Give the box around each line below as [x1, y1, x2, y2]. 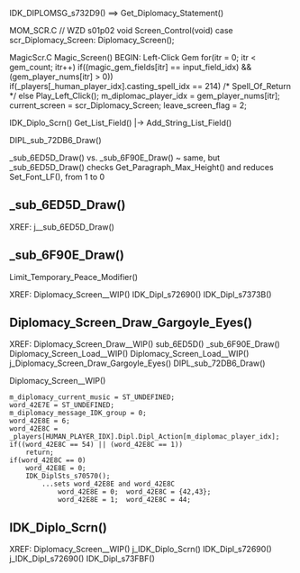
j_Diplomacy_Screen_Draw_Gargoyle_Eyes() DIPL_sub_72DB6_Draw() [9, 358, 266, 368]
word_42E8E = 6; [9, 416, 70, 426]
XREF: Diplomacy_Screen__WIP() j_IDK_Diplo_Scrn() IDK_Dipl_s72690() [9, 544, 272, 555]
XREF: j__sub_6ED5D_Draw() [9, 221, 115, 232]
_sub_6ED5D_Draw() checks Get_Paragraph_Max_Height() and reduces [9, 162, 274, 172]
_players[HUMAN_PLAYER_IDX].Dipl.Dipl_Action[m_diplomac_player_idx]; [9, 432, 280, 441]
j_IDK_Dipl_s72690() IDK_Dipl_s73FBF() [9, 553, 156, 564]
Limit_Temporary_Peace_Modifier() [9, 271, 138, 282]
